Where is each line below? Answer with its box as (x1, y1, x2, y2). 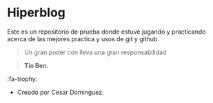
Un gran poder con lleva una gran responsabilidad (23, 48, 167, 56)
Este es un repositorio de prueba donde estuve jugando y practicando (7, 27, 206, 36)
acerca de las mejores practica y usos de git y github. (7, 34, 160, 43)
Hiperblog (7, 5, 65, 21)
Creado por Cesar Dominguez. (17, 88, 105, 96)
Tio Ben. (23, 61, 49, 69)
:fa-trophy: (7, 74, 38, 83)
